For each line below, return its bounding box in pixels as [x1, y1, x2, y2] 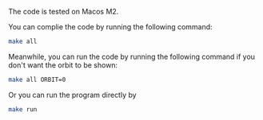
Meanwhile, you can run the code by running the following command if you [8, 52, 256, 61]
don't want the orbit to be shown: [8, 60, 118, 70]
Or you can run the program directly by [8, 90, 137, 99]
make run [8, 105, 38, 114]
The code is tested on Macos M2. [8, 7, 119, 16]
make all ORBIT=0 [8, 75, 66, 83]
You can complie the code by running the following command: [8, 22, 213, 31]
